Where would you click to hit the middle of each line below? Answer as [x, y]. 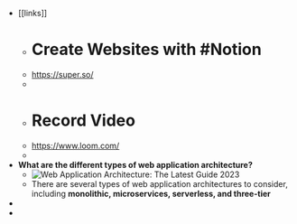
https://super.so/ [62, 74]
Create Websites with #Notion [146, 50]
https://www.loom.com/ [75, 145]
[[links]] [32, 13]
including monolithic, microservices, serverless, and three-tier [151, 193]
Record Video [83, 121]
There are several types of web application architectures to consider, [160, 183]
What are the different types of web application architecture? [135, 164]
